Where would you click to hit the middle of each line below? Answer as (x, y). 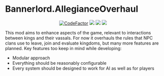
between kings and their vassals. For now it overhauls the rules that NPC (79, 38)
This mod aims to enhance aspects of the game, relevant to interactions (78, 32)
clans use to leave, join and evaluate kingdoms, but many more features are (82, 43)
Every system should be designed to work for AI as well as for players (83, 68)
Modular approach (31, 58)
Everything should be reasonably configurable (59, 63)
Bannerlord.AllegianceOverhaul (72, 9)
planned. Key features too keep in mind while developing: (63, 48)
